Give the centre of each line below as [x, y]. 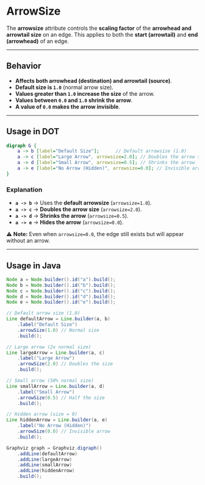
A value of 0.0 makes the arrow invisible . [68, 106]
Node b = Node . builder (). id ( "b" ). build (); [61, 285]
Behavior [24, 66]
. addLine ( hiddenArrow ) [46, 471]
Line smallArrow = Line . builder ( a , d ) [56, 386]
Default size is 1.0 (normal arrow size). [64, 87]
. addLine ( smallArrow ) [45, 465]
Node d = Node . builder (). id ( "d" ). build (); [61, 296]
